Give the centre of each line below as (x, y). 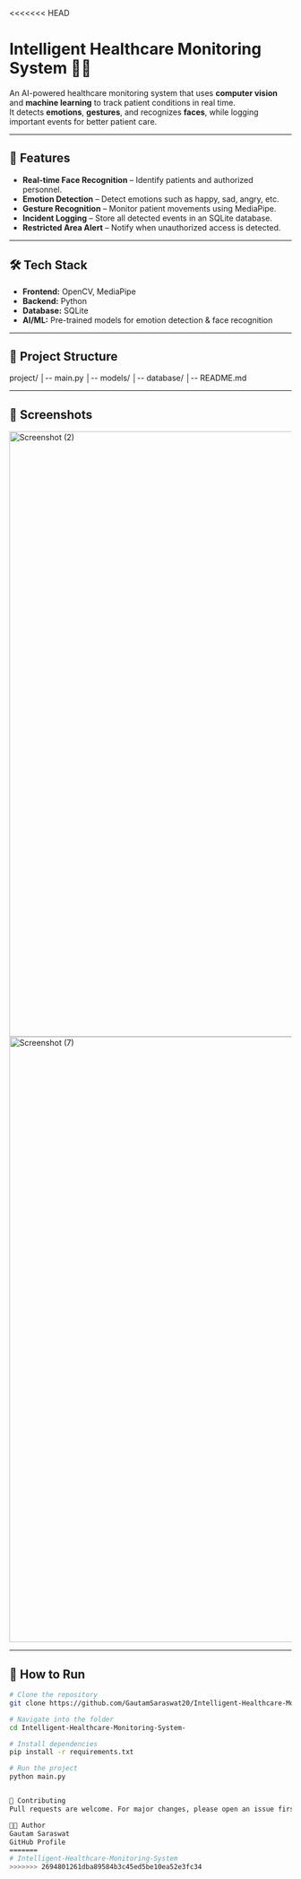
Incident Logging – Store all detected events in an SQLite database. (147, 218)
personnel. (42, 189)
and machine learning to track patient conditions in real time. (122, 102)
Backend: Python (55, 300)
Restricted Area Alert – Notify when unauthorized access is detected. (151, 227)
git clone (28, 1703)
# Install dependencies (54, 1744)
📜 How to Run (47, 1674)
